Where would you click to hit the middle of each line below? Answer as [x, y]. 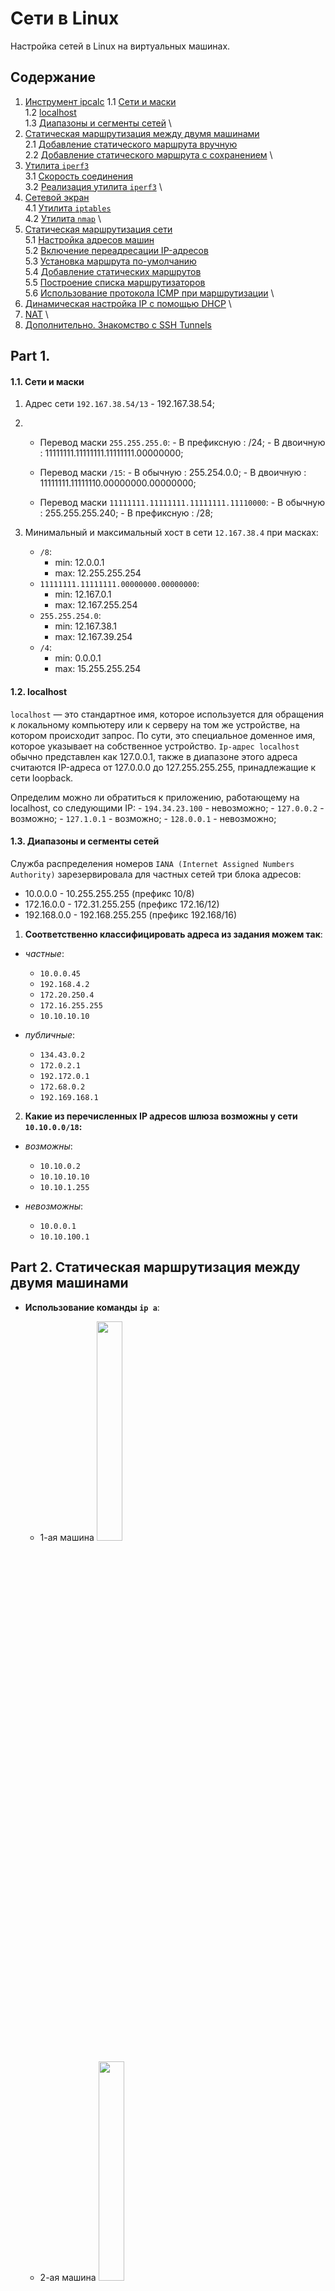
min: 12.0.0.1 [79, 563]
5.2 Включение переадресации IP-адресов [116, 250]
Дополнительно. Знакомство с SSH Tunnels [118, 324]
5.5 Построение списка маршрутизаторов [115, 282]
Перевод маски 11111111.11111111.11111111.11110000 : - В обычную [182, 503]
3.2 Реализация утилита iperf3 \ [93, 186]
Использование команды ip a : [92, 1307]
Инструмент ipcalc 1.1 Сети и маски [100, 101]
